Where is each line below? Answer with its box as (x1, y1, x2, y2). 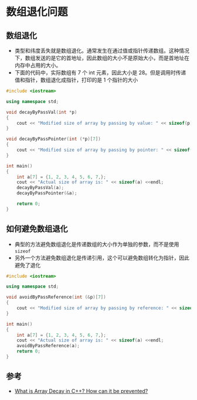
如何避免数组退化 (6, 224, 68, 234)
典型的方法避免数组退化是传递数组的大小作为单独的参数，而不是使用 (14, 241, 179, 248)
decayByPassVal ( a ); (16, 185, 64, 191)
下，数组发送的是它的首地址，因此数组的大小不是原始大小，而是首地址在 (14, 54, 189, 61)
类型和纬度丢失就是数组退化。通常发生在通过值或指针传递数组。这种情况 (14, 47, 189, 54)
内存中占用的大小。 (14, 62, 62, 69)
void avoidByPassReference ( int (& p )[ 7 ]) (6, 294, 107, 300)
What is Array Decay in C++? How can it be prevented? (14, 387, 148, 394)
